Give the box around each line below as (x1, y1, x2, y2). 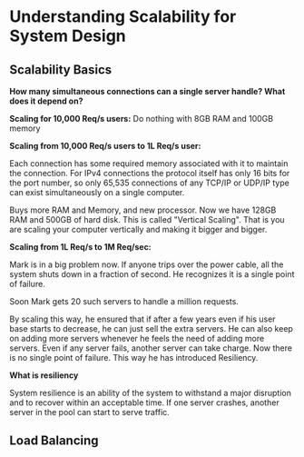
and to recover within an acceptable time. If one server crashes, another (9, 397, 279, 408)
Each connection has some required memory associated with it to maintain (9, 158, 289, 169)
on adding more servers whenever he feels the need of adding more (9, 333, 265, 343)
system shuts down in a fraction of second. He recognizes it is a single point (9, 269, 295, 279)
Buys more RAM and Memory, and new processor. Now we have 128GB (9, 204, 277, 215)
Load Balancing (9, 433, 99, 449)
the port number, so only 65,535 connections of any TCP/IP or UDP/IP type (9, 177, 290, 188)
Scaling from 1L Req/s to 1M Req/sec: (9, 242, 152, 252)
